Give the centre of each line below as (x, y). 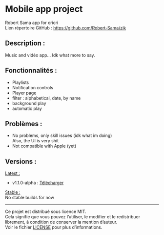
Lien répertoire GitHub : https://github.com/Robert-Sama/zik (65, 27)
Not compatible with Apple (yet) (44, 146)
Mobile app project (44, 9)
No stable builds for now (30, 198)
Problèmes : (24, 124)
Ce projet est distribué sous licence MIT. (46, 211)
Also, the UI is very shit (35, 141)
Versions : (21, 161)
